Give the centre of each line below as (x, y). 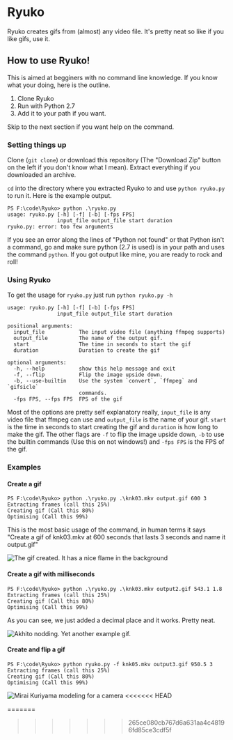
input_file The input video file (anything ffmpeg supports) (120, 332)
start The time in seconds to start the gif (102, 345)
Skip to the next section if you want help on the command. (91, 127)
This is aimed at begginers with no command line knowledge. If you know (112, 77)
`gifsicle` (23, 387)
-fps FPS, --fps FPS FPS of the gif (68, 399)
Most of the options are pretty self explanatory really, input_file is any (109, 413)
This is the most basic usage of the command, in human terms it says (107, 530)
